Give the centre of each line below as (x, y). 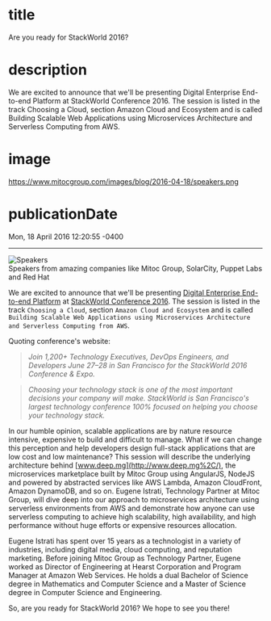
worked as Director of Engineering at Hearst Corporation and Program (125, 566)
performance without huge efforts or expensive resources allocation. (123, 525)
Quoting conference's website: (60, 341)
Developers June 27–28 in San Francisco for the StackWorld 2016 (138, 365)
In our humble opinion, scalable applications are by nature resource (120, 430)
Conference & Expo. (61, 374)
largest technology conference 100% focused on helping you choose (143, 406)
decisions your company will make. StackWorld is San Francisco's (139, 398)
